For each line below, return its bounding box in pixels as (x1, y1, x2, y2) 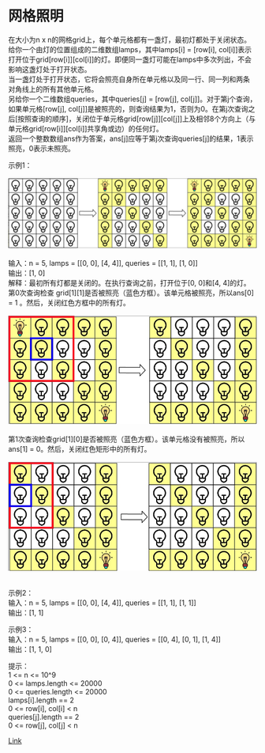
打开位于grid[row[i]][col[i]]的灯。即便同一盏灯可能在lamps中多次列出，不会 (8, 55, 252, 64)
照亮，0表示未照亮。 (8, 143, 75, 153)
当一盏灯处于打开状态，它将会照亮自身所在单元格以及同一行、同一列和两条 (8, 74, 250, 84)
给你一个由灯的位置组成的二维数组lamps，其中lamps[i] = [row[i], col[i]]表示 (8, 44, 252, 54)
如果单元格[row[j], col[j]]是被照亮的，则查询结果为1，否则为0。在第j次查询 (8, 104, 248, 113)
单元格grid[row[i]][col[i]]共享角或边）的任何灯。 (8, 123, 163, 133)
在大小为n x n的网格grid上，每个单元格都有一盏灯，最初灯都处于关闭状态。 (8, 35, 252, 44)
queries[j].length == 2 (8, 713, 80, 722)
